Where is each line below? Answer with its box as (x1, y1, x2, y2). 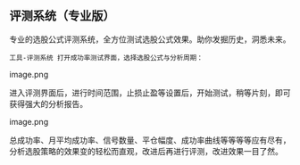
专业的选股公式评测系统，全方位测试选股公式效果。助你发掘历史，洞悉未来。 (9, 34, 291, 45)
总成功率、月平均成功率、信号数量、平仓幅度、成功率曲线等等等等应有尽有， (9, 135, 291, 145)
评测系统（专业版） (9, 8, 115, 24)
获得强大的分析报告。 (9, 98, 87, 109)
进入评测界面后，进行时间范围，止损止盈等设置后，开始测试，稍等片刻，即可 (9, 87, 291, 98)
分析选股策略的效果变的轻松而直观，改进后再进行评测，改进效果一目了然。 (9, 145, 283, 156)
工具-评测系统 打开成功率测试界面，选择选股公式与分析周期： (9, 53, 204, 62)
